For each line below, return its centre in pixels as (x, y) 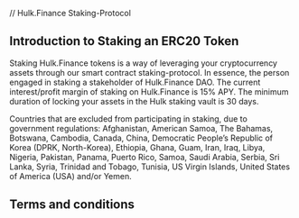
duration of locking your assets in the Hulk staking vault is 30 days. (134, 101)
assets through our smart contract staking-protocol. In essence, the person (149, 72)
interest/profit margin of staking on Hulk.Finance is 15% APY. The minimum (149, 91)
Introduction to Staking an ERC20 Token (124, 41)
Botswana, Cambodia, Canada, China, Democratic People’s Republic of (141, 138)
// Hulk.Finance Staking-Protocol (70, 13)
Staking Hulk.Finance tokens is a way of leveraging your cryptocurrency (144, 63)
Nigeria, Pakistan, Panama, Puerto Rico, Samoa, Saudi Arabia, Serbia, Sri (145, 157)
